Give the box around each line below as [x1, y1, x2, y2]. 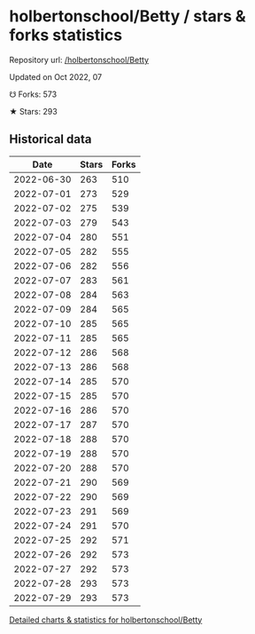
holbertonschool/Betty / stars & [9, 6, 246, 27]
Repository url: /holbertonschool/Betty [9, 54, 149, 65]
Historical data [9, 131, 92, 147]
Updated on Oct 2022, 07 [9, 71, 103, 82]
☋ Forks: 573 [9, 89, 58, 99]
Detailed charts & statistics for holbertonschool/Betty [9, 614, 203, 625]
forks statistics [9, 25, 122, 45]
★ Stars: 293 [9, 106, 58, 116]
